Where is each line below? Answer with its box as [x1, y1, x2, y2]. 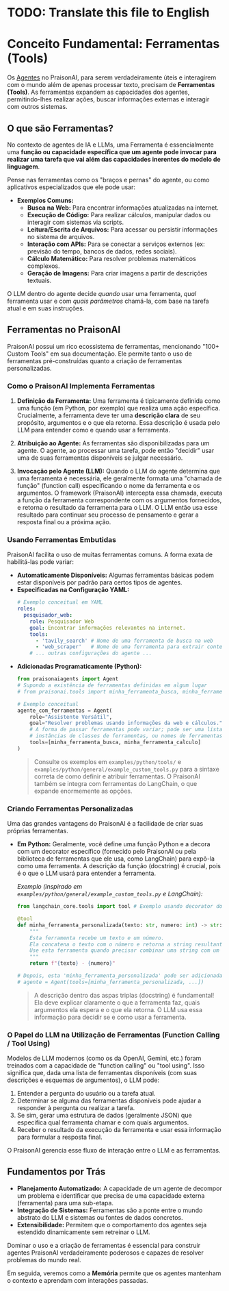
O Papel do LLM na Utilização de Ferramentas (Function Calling [7, 1030, 220, 1040]
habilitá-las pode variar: [7, 558, 74, 566]
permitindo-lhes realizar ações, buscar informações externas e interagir [7, 95, 210, 103]
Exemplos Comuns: [16, 196, 74, 204]
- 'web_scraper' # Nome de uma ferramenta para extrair [35, 643, 204, 650]
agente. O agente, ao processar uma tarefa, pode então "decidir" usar [16, 447, 215, 455]
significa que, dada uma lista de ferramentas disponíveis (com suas [7, 1069, 197, 1077]
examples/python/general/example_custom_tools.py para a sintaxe [33, 765, 220, 773]
